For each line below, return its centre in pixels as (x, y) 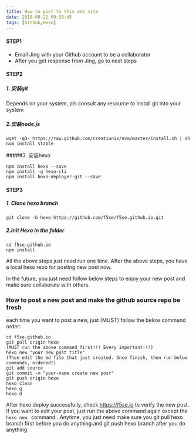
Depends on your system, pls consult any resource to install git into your (94, 104)
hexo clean (19, 383)
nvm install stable (30, 144)
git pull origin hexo (33, 342)
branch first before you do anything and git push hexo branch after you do (96, 423)
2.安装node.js (23, 124)
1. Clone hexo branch (32, 203)
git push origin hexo (33, 378)
